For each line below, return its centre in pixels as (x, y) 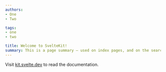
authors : (14, 10)
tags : (11, 28)
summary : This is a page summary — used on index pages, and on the (77, 50)
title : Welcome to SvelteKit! (36, 46)
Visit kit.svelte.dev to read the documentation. (52, 64)
